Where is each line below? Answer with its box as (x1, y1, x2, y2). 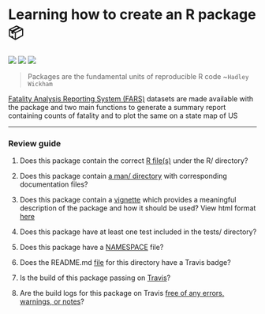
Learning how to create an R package (8, 6, 256, 24)
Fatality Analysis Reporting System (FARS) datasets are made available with (8, 93, 254, 104)
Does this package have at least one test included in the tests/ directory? (19, 227, 257, 236)
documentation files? (19, 180, 88, 189)
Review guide (8, 138, 62, 149)
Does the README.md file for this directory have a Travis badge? (19, 258, 231, 267)
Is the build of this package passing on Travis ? (19, 273, 171, 282)
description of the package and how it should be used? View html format (19, 203, 256, 213)
